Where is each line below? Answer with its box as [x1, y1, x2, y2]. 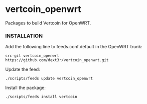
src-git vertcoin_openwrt [5, 53, 59, 58]
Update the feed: [5, 66, 40, 73]
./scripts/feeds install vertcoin [5, 95, 78, 100]
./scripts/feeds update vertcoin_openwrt [5, 76, 93, 81]
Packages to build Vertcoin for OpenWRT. [5, 20, 91, 26]
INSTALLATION [5, 32, 43, 39]
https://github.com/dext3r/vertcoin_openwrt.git [5, 58, 109, 63]
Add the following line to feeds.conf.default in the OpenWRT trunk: [5, 44, 142, 50]
